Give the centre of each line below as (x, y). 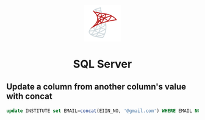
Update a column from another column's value (96, 86)
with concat (30, 96)
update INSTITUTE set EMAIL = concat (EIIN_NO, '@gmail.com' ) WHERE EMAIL (99, 111)
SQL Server (103, 64)
